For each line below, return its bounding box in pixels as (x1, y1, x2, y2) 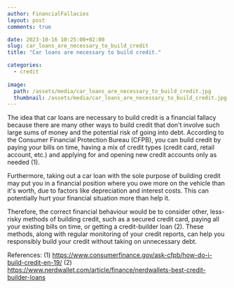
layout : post (7, 17, 46, 24)
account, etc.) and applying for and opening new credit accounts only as (7, 151, 217, 159)
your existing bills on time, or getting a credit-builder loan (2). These (7, 222, 205, 231)
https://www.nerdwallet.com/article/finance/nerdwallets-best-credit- (7, 266, 206, 274)
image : (7, 81, 27, 88)
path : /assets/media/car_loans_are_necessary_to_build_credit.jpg (13, 88, 212, 95)
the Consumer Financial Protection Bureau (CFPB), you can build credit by (7, 136, 221, 144)
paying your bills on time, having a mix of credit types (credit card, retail (7, 143, 215, 151)
